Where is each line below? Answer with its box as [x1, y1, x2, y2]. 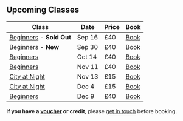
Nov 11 [77, 62, 98, 71]
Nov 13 [77, 72, 98, 80]
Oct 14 [77, 53, 97, 61]
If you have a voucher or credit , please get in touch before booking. [6, 107, 178, 114]
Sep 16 [77, 33, 98, 41]
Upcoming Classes [6, 5, 80, 15]
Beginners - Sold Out [9, 33, 72, 41]
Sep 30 [77, 42, 98, 51]
